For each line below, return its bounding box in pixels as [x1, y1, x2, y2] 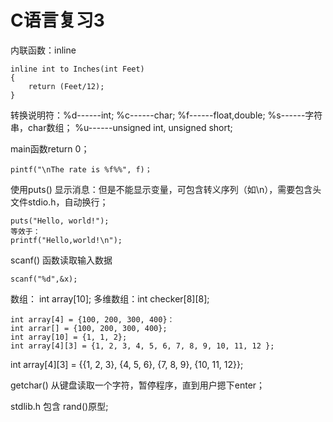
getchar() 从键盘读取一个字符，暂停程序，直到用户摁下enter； [10, 379, 266, 391]
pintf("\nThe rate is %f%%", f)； [10, 164, 153, 175]
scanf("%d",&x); [10, 274, 78, 284]
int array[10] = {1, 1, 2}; [10, 332, 128, 342]
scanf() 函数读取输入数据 [10, 254, 113, 266]
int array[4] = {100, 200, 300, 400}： [10, 314, 175, 325]
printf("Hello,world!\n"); [10, 235, 123, 245]
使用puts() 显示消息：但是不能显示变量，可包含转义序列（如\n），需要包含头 [10, 183, 322, 195]
